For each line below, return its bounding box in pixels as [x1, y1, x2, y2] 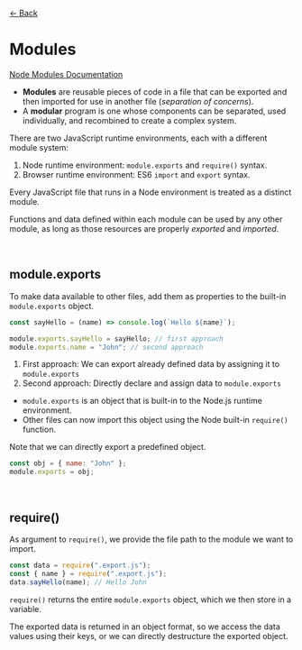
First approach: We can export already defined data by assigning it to [22, 359, 280, 370]
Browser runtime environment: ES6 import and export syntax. [22, 169, 251, 179]
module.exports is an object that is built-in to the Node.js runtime [22, 396, 263, 407]
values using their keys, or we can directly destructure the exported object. [9, 630, 288, 641]
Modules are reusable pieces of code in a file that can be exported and [22, 86, 288, 97]
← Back [9, 8, 38, 18]
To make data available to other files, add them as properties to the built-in [9, 290, 287, 301]
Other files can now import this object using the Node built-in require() [22, 415, 288, 426]
